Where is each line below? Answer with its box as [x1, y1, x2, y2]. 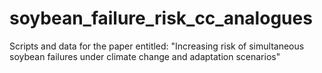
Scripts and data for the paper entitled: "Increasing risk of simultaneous [9, 40, 305, 52]
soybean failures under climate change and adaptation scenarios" [9, 50, 281, 62]
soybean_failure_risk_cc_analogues [9, 7, 313, 30]
